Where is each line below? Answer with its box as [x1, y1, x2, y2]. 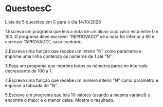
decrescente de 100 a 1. [5, 68, 53, 73]
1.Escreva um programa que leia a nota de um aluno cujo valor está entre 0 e [5, 28, 159, 34]
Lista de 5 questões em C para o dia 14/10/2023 [5, 19, 101, 25]
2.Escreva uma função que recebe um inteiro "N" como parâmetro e [5, 48, 142, 54]
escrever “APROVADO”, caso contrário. [5, 38, 83, 44]
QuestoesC [5, 3, 52, 14]
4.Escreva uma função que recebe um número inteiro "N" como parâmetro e [5, 77, 158, 83]
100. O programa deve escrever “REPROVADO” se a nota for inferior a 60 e [5, 34, 155, 39]
